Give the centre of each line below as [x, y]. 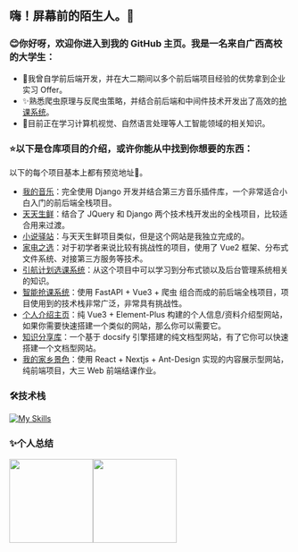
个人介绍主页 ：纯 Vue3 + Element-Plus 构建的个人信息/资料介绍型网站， [155, 314]
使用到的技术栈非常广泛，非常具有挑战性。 [108, 303]
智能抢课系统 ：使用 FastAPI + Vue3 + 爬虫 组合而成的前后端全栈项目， [151, 292]
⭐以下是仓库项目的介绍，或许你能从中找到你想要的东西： [131, 149]
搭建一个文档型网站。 [61, 348]
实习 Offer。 [45, 89]
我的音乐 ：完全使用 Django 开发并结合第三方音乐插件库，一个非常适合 [151, 191]
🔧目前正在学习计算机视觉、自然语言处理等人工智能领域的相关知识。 [146, 123]
